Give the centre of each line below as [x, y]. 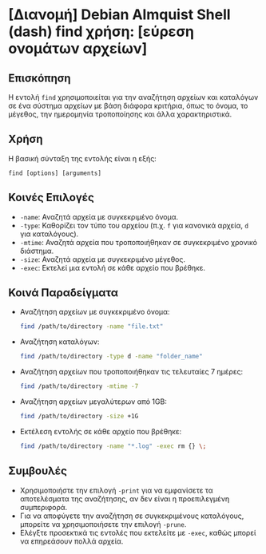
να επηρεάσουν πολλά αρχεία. [71, 541]
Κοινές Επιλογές [51, 198]
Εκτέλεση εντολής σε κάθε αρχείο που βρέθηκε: [101, 431]
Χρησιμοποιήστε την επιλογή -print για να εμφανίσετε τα [116, 490]
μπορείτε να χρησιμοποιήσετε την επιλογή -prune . [103, 524]
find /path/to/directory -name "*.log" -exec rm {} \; [113, 446]
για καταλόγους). [49, 234]
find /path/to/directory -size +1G [79, 417]
